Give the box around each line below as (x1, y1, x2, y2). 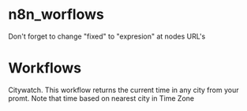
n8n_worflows (8, 6, 104, 24)
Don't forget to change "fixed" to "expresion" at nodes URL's (8, 31, 206, 41)
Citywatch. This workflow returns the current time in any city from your (8, 85, 239, 94)
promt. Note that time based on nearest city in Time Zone (8, 93, 195, 103)
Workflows (8, 59, 81, 77)
